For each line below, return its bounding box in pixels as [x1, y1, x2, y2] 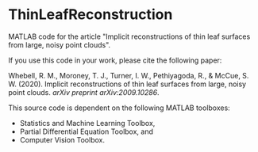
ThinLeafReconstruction [8, 6, 173, 24]
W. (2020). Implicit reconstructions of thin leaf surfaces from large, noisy [8, 79, 247, 89]
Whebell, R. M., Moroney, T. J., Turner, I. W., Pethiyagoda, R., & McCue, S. [8, 70, 249, 80]
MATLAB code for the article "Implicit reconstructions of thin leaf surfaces [8, 32, 251, 41]
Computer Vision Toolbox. [19, 135, 106, 144]
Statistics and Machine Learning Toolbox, [19, 118, 156, 127]
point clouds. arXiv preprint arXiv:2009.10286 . [8, 87, 160, 97]
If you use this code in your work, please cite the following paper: [8, 55, 222, 65]
